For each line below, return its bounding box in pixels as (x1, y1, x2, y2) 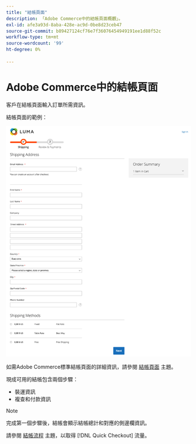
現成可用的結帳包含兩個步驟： (6, 375, 78, 382)
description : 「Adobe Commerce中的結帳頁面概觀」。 (6, 15, 123, 22)
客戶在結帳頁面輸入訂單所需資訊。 (6, 101, 89, 108)
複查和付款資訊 (14, 395, 51, 402)
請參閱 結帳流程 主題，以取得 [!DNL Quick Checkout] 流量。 (6, 432, 150, 439)
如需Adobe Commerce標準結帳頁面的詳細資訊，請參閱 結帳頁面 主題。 (6, 363, 177, 370)
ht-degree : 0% (6, 47, 41, 53)
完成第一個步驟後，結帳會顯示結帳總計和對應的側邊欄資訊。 (6, 419, 150, 426)
